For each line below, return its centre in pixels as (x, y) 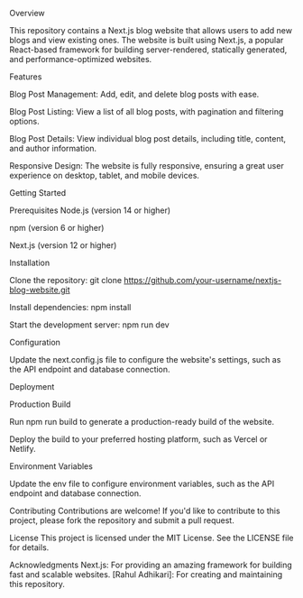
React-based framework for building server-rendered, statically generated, (148, 50)
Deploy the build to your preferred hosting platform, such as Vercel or (138, 439)
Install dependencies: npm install (70, 307)
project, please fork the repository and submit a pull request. (122, 520)
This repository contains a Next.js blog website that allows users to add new (151, 30)
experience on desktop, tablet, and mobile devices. (105, 175)
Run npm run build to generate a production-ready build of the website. (142, 422)
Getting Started (38, 193)
